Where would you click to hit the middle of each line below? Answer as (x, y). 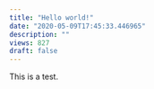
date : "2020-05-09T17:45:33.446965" (77, 26)
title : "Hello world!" (51, 18)
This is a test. (34, 76)
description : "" (39, 34)
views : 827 (30, 43)
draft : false (34, 51)
